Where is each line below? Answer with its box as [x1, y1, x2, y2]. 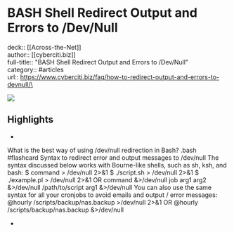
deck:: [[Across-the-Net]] [7, 43, 82, 51]
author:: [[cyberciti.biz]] [7, 50, 76, 59]
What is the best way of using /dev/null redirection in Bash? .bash [7, 146, 197, 154]
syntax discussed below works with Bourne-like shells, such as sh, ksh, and [7, 161, 227, 169]
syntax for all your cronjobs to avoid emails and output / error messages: [7, 191, 218, 199]
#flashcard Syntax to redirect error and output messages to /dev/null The [7, 153, 219, 162]
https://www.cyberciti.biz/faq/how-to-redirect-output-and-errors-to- [20, 72, 220, 81]
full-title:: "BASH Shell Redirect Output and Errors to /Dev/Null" [7, 57, 188, 66]
